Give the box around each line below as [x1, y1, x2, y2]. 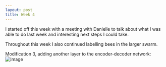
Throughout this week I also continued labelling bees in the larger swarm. [5, 41, 158, 47]
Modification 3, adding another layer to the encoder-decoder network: [5, 51, 151, 57]
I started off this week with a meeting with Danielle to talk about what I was [5, 26, 161, 32]
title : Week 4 [5, 12, 35, 17]
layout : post [5, 7, 33, 13]
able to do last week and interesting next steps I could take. [5, 31, 129, 37]
